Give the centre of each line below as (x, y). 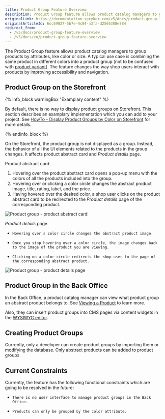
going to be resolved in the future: (40, 388)
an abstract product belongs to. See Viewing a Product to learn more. (75, 302)
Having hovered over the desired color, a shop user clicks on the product (86, 194)
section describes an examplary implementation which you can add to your (81, 114)
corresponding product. (36, 204)
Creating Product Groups (44, 333)
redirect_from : (21, 28)
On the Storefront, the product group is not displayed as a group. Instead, (79, 144)
